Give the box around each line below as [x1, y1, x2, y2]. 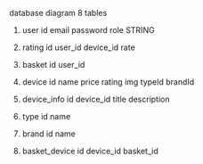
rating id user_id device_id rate [21, 42, 135, 53]
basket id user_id [21, 60, 85, 70]
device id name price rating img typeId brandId [21, 77, 195, 87]
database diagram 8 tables [9, 8, 108, 18]
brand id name [21, 128, 76, 139]
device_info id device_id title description [21, 94, 171, 104]
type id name [21, 111, 71, 121]
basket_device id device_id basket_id [21, 146, 158, 156]
